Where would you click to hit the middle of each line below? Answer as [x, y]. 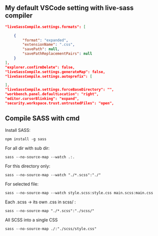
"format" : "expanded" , [45, 40]
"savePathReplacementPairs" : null [57, 54]
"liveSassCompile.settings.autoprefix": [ [49, 76]
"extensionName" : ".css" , [49, 45]
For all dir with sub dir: [27, 148]
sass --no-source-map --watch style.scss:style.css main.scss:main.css [79, 193]
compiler [19, 16]
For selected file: [22, 184]
